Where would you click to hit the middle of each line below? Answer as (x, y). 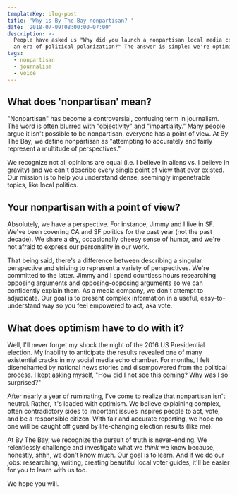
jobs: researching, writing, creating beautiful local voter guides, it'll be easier (119, 462)
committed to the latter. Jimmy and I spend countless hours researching (112, 276)
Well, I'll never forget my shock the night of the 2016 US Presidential (106, 344)
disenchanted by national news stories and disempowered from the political (117, 367)
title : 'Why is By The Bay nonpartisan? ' (71, 21)
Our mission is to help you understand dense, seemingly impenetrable (109, 177)
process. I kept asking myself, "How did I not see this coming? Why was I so (118, 375)
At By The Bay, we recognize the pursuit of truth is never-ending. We (107, 440)
